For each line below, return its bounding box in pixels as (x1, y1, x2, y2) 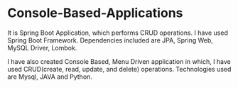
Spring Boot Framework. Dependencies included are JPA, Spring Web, (7, 35, 213, 44)
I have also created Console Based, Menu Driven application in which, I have (7, 57, 231, 65)
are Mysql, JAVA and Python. (7, 72, 92, 81)
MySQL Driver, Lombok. (7, 43, 77, 52)
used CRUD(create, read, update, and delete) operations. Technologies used (7, 65, 232, 73)
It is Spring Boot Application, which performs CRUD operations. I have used (7, 28, 229, 37)
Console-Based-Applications (7, 5, 183, 21)
